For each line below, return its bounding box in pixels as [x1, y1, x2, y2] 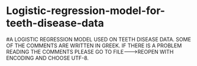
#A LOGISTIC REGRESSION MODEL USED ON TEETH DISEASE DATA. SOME [6, 36, 191, 43]
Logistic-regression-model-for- [6, 4, 166, 18]
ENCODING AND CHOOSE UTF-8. [6, 54, 89, 61]
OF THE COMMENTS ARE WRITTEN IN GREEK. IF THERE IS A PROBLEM [6, 42, 182, 49]
